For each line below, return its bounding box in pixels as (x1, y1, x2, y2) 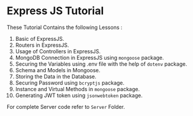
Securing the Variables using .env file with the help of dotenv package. (15, 60, 187, 67)
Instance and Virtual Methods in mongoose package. (15, 85, 140, 92)
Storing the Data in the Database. (15, 73, 96, 80)
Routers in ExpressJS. (15, 41, 69, 49)
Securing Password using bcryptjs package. (15, 79, 125, 86)
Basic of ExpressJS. (15, 35, 65, 42)
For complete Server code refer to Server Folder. (7, 103, 125, 110)
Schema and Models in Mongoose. (15, 66, 101, 73)
